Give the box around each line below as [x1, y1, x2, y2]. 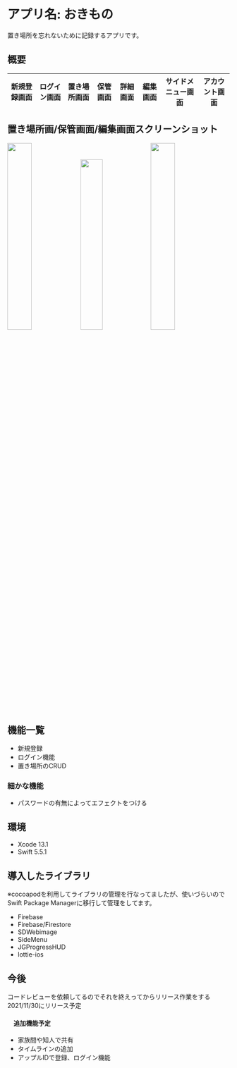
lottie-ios [17, 950, 44, 959]
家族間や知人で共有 [17, 1036, 74, 1044]
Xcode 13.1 [17, 840, 49, 849]
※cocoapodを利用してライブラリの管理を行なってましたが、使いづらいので [7, 890, 226, 899]
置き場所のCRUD [17, 762, 67, 771]
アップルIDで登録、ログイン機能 [17, 1053, 111, 1062]
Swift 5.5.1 [17, 847, 47, 857]
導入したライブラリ [7, 870, 91, 882]
